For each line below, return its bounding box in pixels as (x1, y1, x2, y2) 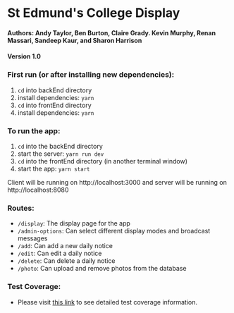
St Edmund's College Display (7, 5, 180, 21)
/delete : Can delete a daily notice (17, 257, 116, 265)
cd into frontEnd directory (17, 101, 92, 109)
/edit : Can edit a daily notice (17, 249, 102, 258)
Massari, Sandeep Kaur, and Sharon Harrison (7, 36, 142, 44)
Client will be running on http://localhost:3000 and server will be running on (7, 178, 227, 186)
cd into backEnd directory (17, 86, 92, 94)
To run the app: (7, 125, 61, 135)
